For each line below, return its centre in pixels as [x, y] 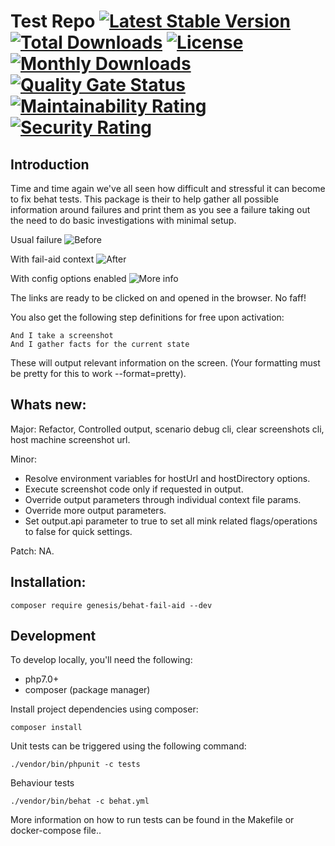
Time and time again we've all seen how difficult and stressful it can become [168, 188]
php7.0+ [42, 679]
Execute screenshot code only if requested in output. [134, 489]
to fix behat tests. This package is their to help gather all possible [144, 199]
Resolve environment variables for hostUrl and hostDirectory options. [167, 478]
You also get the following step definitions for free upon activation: [147, 317]
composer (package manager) [87, 690]
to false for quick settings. [78, 531]
